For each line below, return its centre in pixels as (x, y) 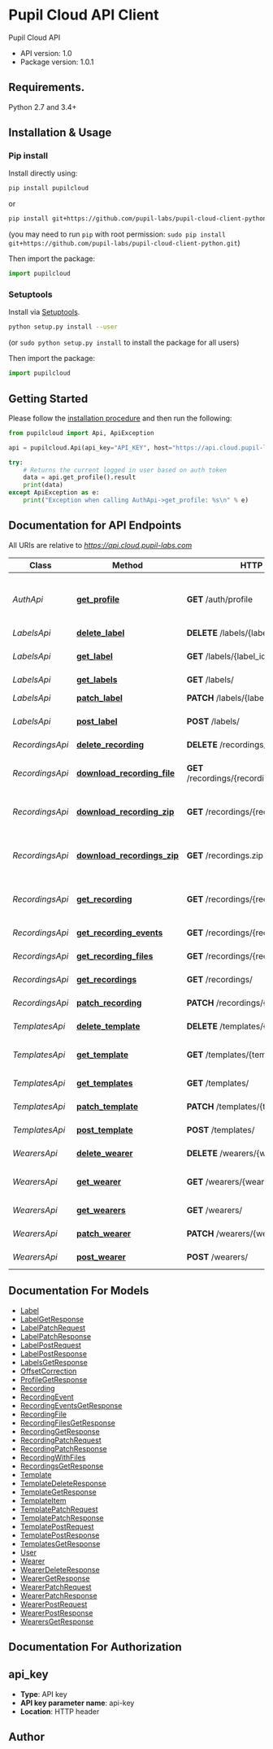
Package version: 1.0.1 (57, 62)
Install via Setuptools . (44, 312)
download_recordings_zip (127, 855)
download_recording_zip (125, 811)
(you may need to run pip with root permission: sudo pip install (117, 234)
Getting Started (48, 399)
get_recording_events (119, 933)
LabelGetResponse (52, 1319)
